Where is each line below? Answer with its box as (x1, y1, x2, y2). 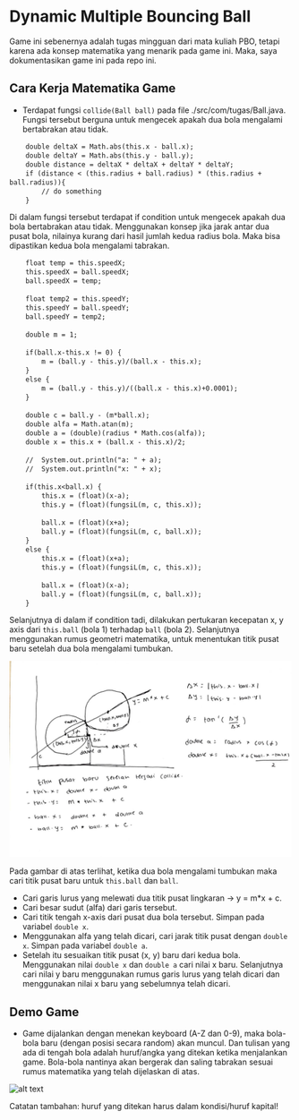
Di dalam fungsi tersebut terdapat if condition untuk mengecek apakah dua (9, 211, 286, 222)
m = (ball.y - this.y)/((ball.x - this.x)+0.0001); (41, 383, 239, 393)
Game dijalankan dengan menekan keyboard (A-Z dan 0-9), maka (21, 1028, 265, 1039)
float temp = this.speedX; (25, 258, 126, 268)
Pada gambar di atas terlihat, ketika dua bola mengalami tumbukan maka (9, 866, 278, 876)
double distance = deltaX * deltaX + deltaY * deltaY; (25, 159, 235, 169)
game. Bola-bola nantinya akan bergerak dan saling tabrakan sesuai (21, 1056, 273, 1067)
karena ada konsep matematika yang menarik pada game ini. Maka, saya (9, 45, 278, 56)
